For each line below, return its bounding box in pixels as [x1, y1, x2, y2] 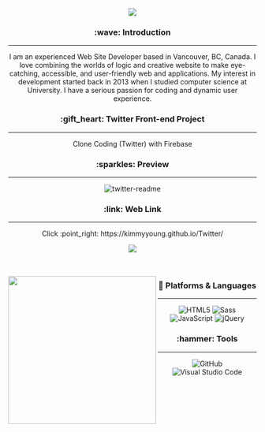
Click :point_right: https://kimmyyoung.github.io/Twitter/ [42, 229, 223, 239]
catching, [9, 69, 40, 78]
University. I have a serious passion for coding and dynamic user [27, 86, 238, 95]
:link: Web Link [103, 203, 162, 214]
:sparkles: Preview [95, 158, 170, 169]
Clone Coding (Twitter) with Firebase [73, 139, 192, 148]
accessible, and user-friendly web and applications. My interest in [41, 69, 256, 78]
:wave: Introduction [94, 27, 171, 38]
